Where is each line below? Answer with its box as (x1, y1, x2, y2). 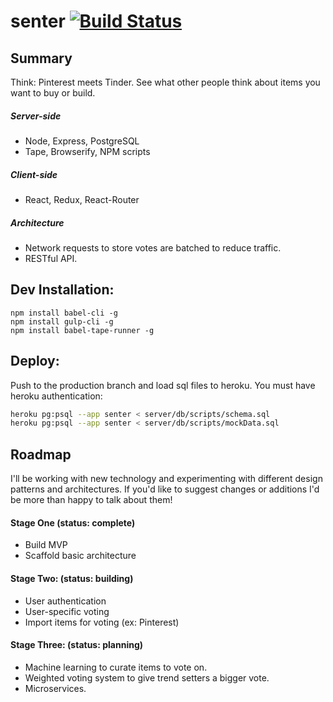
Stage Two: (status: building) (10, 572, 134, 584)
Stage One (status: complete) (10, 516, 136, 529)
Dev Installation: (10, 281, 115, 299)
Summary (10, 50, 73, 67)
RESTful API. (24, 252, 78, 264)
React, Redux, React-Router (24, 193, 140, 205)
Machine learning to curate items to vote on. (24, 661, 208, 673)
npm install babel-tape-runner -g (10, 325, 155, 335)
